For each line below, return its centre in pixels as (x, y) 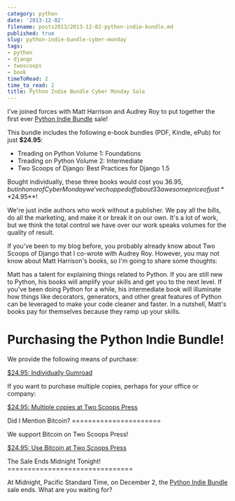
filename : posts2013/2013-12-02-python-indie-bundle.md (90, 27)
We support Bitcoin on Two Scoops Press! (68, 435)
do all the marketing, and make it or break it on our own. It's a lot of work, (113, 218)
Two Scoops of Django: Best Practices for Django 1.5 (93, 168)
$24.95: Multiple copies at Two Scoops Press (72, 407)
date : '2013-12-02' (36, 20)
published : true (31, 33)
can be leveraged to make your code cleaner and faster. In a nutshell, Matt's (117, 304)
